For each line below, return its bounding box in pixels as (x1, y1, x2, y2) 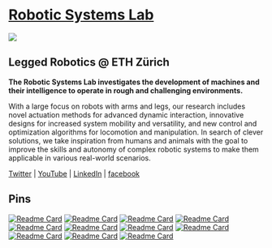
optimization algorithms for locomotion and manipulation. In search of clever (8, 127, 264, 137)
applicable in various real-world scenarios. (8, 152, 152, 163)
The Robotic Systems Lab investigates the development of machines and (8, 77, 260, 87)
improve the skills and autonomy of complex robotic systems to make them (8, 144, 260, 154)
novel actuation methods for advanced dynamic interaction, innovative (8, 109, 244, 119)
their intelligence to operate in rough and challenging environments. (8, 85, 244, 95)
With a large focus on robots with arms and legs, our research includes (8, 101, 246, 111)
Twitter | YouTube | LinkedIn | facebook (8, 169, 140, 178)
